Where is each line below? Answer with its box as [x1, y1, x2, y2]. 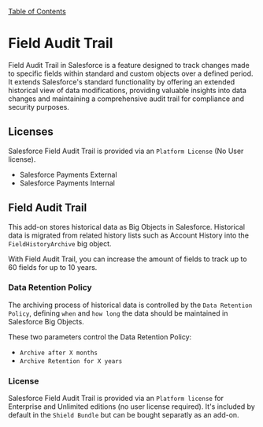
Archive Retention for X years [19, 357, 123, 365]
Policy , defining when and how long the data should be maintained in [8, 308, 228, 318]
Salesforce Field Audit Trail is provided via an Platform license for [8, 394, 224, 403]
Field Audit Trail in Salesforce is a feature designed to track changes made [8, 60, 250, 69]
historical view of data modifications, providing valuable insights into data [8, 85, 246, 95]
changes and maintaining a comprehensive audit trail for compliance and [8, 94, 245, 103]
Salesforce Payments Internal [19, 178, 116, 188]
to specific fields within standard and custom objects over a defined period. [8, 69, 254, 78]
